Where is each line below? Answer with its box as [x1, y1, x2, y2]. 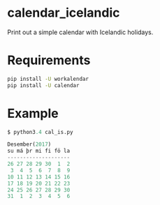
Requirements [7, 52, 91, 68]
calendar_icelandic [7, 5, 120, 21]
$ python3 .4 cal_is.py [7, 128, 73, 135]
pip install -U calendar [7, 82, 80, 89]
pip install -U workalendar [7, 75, 89, 82]
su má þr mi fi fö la [7, 148, 71, 155]
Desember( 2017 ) [7, 141, 52, 148]
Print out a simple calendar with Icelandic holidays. [7, 28, 154, 36]
